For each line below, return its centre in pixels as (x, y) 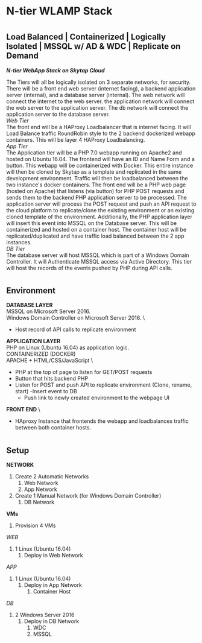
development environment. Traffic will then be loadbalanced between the (97, 178)
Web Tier (17, 120)
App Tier (17, 146)
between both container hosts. (53, 428)
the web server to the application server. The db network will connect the (97, 107)
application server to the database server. (58, 114)
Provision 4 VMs (35, 525)
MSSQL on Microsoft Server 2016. (49, 311)
